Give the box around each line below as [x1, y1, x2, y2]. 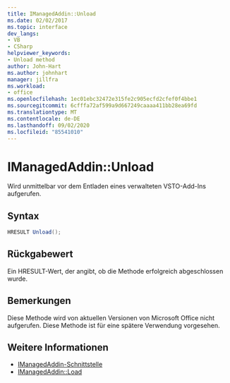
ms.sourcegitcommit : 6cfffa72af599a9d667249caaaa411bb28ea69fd [7, 102, 198, 109]
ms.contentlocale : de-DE [7, 115, 80, 122]
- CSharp [7, 43, 33, 50]
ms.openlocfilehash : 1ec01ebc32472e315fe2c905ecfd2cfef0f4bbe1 [7, 96, 198, 103]
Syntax [7, 209, 40, 222]
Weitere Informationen [7, 341, 109, 353]
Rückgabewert [7, 248, 73, 260]
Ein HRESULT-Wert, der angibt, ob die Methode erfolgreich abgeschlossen [7, 267, 224, 275]
